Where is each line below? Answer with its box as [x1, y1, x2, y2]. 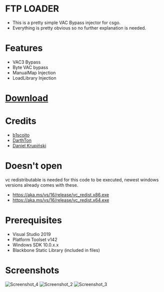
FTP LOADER [5, 3, 59, 15]
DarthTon [12, 137, 31, 143]
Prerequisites [5, 215, 62, 226]
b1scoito [12, 132, 30, 138]
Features [5, 43, 43, 54]
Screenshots [5, 265, 59, 276]
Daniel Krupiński [12, 143, 46, 148]
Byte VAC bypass [12, 64, 48, 70]
